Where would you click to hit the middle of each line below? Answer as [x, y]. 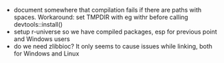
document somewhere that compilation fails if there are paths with [107, 10]
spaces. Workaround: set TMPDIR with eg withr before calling [101, 17]
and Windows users [42, 39]
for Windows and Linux [46, 53]
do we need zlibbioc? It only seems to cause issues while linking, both [113, 46]
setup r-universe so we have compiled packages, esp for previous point [115, 32]
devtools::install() [38, 24]
